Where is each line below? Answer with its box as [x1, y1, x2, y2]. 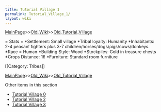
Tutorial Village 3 [12, 102, 46, 108]
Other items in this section [5, 82, 57, 88]
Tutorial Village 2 [12, 97, 46, 102]
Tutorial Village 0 [12, 91, 46, 97]
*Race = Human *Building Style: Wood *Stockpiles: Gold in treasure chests [5, 49, 156, 55]
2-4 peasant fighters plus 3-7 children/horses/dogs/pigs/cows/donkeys [5, 44, 149, 50]
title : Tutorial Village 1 [5, 7, 60, 12]
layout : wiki [5, 16, 32, 21]
